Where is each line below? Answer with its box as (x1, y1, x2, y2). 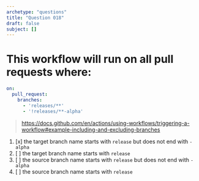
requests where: (6, 65, 92, 79)
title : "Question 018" (6, 15, 64, 21)
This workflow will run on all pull (6, 53, 174, 66)
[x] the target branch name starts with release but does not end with (15, 138, 189, 145)
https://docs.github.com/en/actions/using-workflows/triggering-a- (21, 119, 190, 127)
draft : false (6, 20, 40, 26)
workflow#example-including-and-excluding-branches (21, 126, 160, 133)
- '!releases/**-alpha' (22, 108, 84, 114)
